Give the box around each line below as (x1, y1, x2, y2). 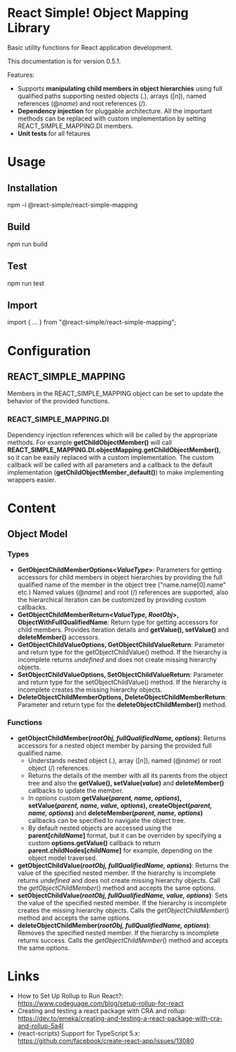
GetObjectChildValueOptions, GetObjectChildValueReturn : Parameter (17, 640, 225, 649)
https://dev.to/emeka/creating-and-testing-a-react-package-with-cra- (17, 1014, 223, 1022)
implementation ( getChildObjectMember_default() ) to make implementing (7, 467, 224, 477)
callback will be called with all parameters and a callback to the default (7, 460, 213, 469)
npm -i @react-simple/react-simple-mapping (7, 200, 138, 209)
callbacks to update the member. (27, 786, 124, 795)
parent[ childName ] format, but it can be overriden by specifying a (27, 831, 222, 840)
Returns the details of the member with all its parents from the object (27, 771, 228, 780)
